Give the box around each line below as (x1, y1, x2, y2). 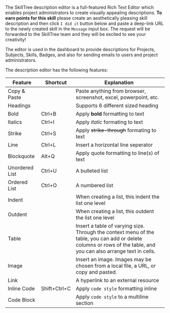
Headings (8, 102, 31, 109)
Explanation (104, 79, 134, 86)
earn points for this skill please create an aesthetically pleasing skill (5, 15, 148, 21)
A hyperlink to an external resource (75, 277, 159, 284)
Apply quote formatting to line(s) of (75, 149, 159, 156)
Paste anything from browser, (75, 88, 146, 94)
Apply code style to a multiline (75, 293, 149, 300)
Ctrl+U (41, 167, 57, 174)
